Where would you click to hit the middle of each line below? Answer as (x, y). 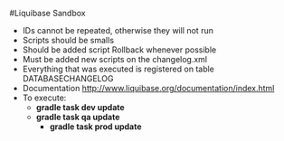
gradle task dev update (80, 107)
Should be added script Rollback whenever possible (119, 50)
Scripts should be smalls (68, 40)
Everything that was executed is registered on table (118, 69)
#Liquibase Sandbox (47, 13)
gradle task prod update (95, 127)
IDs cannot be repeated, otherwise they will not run (118, 30)
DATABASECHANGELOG (68, 79)
